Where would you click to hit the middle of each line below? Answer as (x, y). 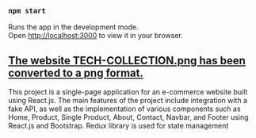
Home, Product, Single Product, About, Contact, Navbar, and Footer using (128, 117)
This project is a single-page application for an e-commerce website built (128, 92)
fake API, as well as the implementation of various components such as (124, 109)
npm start (27, 11)
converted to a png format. (76, 73)
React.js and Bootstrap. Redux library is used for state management (118, 126)
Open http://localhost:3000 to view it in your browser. (96, 36)
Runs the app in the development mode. (73, 27)
